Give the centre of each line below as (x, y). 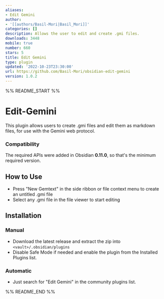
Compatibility (22, 144)
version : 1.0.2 (21, 76)
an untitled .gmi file (33, 194)
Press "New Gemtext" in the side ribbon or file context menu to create (86, 188)
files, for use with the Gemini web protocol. (50, 131)
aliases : (14, 10)
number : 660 (18, 48)
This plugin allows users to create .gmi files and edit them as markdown (80, 125)
